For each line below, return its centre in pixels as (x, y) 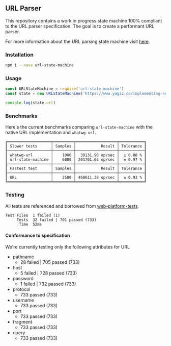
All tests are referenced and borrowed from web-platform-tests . (72, 206)
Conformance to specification (38, 236)
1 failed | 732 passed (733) (48, 284)
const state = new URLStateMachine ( (44, 94)
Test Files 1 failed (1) (33, 215)
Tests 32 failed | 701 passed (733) (56, 220)
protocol (21, 289)
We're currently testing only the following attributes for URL (68, 246)
